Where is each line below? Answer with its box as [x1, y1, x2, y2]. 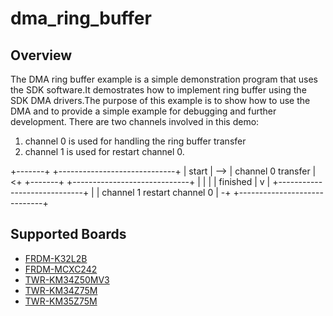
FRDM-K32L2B [24, 252, 88, 264]
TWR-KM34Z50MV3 [24, 273, 110, 286]
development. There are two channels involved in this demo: [10, 116, 260, 127]
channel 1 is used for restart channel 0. [24, 146, 185, 157]
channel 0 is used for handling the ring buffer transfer [24, 135, 247, 147]
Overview [10, 47, 73, 64]
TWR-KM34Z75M [24, 284, 98, 296]
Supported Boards [10, 226, 127, 243]
